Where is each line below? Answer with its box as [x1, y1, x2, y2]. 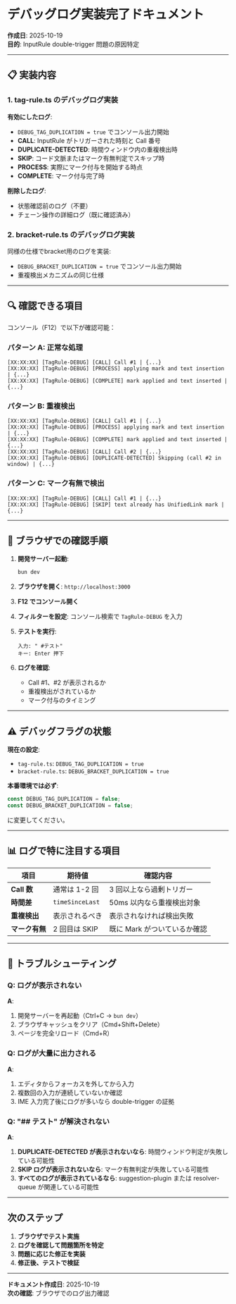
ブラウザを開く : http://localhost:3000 [17, 582, 131, 591]
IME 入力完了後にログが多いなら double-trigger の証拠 [17, 1097, 175, 1105]
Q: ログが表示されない [7, 980, 82, 990]
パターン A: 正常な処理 [7, 343, 83, 352]
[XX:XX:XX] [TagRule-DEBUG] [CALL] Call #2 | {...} [7, 448, 162, 455]
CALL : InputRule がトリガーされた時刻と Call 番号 [17, 136, 162, 144]
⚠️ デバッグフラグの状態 [7, 725, 112, 737]
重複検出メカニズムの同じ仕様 [17, 271, 104, 279]
